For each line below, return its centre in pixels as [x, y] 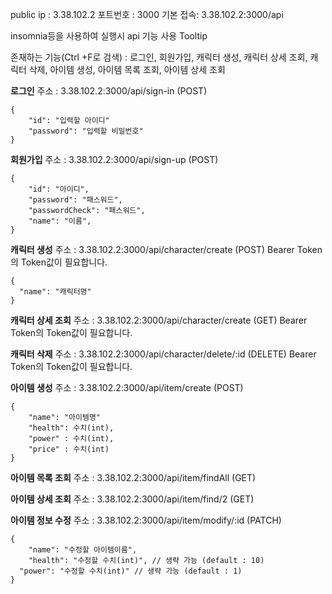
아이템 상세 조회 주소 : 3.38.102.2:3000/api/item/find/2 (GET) [132, 499]
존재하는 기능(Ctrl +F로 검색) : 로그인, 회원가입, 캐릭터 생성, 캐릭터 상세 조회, [159, 57]
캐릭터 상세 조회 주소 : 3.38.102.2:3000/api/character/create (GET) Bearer [159, 320]
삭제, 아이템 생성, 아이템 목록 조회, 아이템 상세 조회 [127, 69]
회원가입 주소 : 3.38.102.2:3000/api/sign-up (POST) [114, 159]
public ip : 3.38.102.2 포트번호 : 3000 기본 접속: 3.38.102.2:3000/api [147, 14]
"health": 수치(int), [71, 428]
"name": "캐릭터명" [55, 292]
